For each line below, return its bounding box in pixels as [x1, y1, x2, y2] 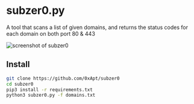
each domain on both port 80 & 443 [6, 30, 95, 37]
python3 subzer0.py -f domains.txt [6, 92, 96, 99]
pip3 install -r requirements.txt [6, 86, 93, 93]
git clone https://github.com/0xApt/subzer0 [6, 75, 120, 82]
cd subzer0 [6, 81, 34, 87]
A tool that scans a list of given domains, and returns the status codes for [6, 24, 189, 31]
